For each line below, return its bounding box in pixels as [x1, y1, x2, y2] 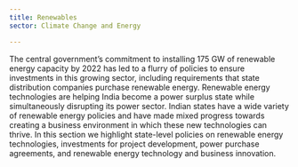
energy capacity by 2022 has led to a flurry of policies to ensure [9, 63, 246, 74]
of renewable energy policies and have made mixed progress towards [9, 110, 265, 121]
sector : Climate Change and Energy [9, 21, 141, 30]
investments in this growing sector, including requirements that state [9, 72, 260, 83]
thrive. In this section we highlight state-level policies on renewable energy [9, 129, 284, 139]
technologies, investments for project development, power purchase [9, 139, 260, 149]
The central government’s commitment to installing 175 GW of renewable [9, 53, 276, 64]
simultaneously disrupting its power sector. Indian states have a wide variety [9, 100, 289, 111]
